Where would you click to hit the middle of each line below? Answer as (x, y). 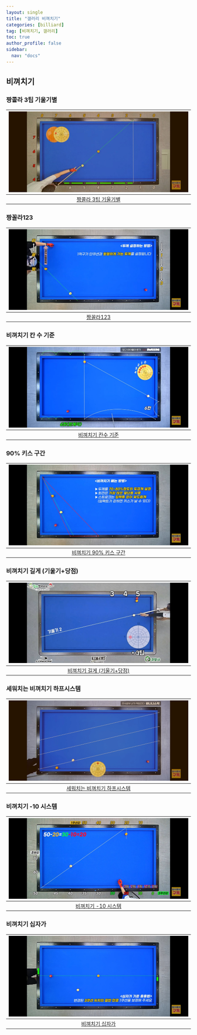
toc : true (18, 37)
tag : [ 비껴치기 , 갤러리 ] (32, 31)
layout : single (25, 12)
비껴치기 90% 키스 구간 (98, 553)
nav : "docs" (26, 56)
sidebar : (17, 50)
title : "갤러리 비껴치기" (33, 18)
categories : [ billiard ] (35, 25)
